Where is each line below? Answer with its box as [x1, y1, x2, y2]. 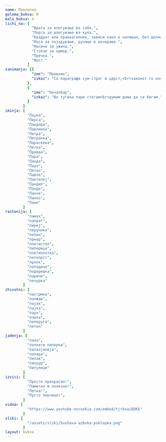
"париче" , [27, 274, 48, 279]
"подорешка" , [27, 269, 54, 274]
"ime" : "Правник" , [31, 72, 70, 77]
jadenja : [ [5, 333, 28, 338]
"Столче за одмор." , [31, 48, 74, 53]
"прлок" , [27, 260, 45, 265]
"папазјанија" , [27, 347, 58, 352]
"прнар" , [27, 237, 45, 242]
